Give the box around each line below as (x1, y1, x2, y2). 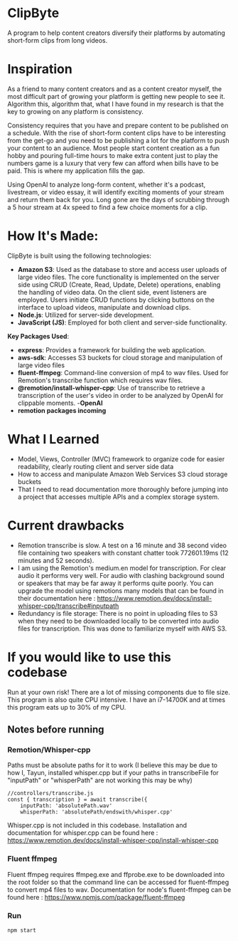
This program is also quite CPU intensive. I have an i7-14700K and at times (7, 695, 226, 704)
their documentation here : (17, 594, 96, 602)
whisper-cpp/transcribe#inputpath (17, 601, 119, 610)
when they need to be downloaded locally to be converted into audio (17, 616, 220, 625)
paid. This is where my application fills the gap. (7, 166, 146, 175)
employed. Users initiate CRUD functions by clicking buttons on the (17, 295, 215, 304)
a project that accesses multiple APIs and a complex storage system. (17, 493, 220, 501)
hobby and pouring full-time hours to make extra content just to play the (7, 151, 219, 159)
